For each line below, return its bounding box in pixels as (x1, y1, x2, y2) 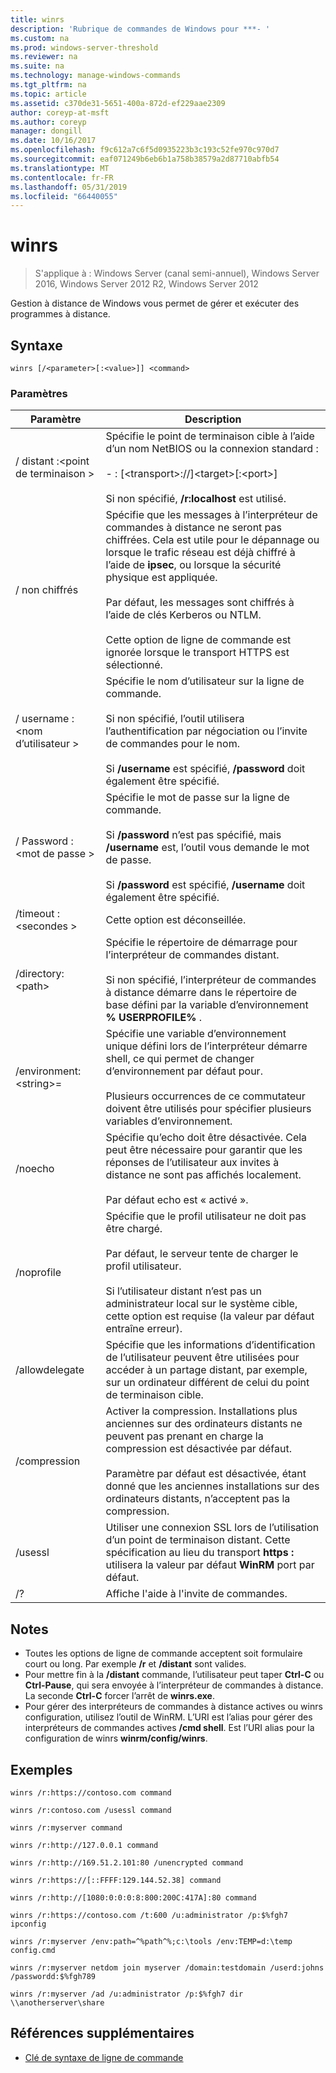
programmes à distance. (10, 308, 111, 320)
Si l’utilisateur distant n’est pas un (105, 1284, 262, 1298)
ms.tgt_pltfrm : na (10, 80, 87, 90)
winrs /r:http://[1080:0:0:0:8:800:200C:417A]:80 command (10, 1892, 257, 1903)
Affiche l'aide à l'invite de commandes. (105, 1587, 288, 1601)
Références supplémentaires (10, 2025, 195, 2042)
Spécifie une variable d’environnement (105, 1027, 287, 1041)
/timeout (15, 907, 55, 921)
